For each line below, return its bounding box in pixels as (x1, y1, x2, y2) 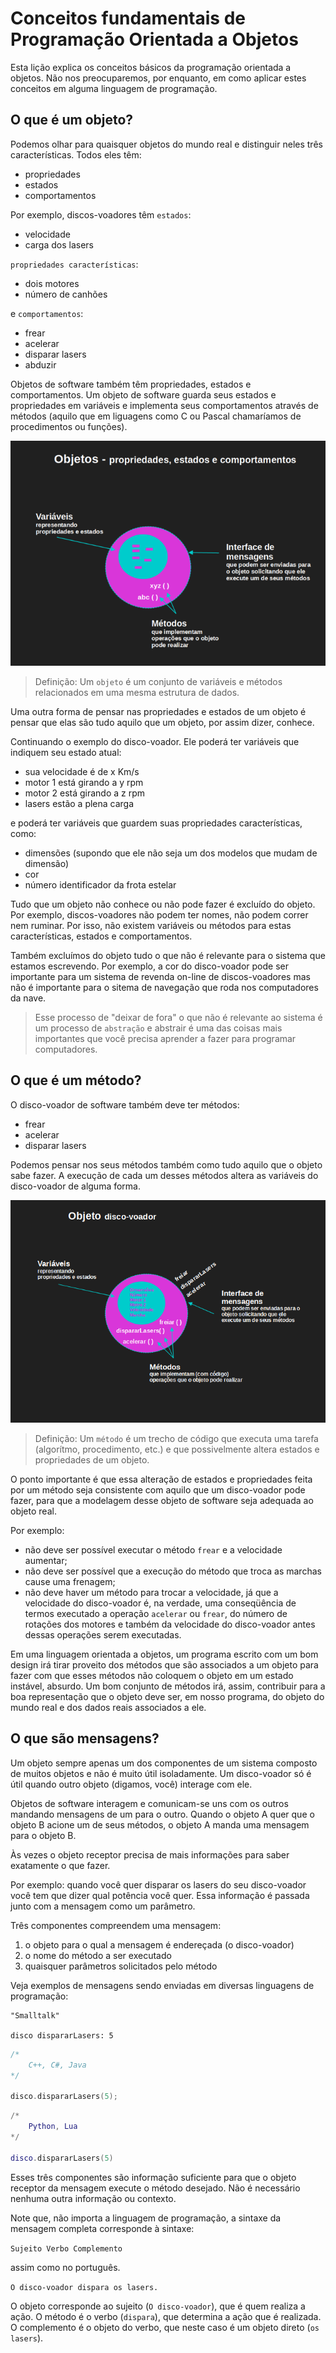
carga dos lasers (24, 238, 94, 251)
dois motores (24, 277, 80, 289)
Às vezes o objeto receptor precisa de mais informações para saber (10, 1848, 290, 1861)
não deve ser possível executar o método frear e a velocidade (24, 1543, 283, 1556)
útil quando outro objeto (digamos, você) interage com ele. (10, 1778, 253, 1790)
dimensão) (24, 857, 70, 869)
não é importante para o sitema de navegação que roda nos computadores (10, 981, 319, 993)
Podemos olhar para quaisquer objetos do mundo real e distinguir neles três (10, 138, 323, 150)
